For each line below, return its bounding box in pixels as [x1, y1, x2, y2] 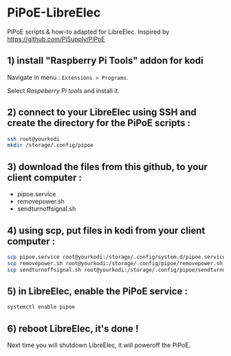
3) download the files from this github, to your [7, 160, 208, 173]
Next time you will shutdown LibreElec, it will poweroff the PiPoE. [7, 341, 191, 349]
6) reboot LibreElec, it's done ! [7, 322, 139, 335]
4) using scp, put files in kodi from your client [7, 224, 206, 236]
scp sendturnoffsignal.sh [7, 266, 81, 273]
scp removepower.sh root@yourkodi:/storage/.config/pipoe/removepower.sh [7, 260, 223, 266]
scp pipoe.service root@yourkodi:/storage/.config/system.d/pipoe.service [7, 253, 226, 260]
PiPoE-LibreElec [7, 5, 101, 21]
